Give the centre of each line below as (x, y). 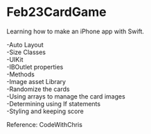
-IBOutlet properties (35, 67)
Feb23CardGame (56, 12)
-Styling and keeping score (45, 111)
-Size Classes (26, 52)
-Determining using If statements (54, 103)
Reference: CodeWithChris (44, 124)
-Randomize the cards (38, 89)
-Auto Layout (25, 44)
